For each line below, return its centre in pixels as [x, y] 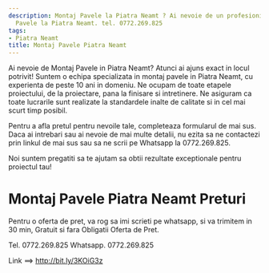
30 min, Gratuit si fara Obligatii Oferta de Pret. [84, 230]
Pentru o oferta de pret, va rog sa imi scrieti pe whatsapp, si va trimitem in [130, 221]
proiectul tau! [30, 167]
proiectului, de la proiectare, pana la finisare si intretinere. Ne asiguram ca [130, 93]
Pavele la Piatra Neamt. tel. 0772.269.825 [89, 23]
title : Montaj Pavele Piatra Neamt [68, 45]
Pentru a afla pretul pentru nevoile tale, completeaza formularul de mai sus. [132, 126]
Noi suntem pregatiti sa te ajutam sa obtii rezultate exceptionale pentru [125, 158]
